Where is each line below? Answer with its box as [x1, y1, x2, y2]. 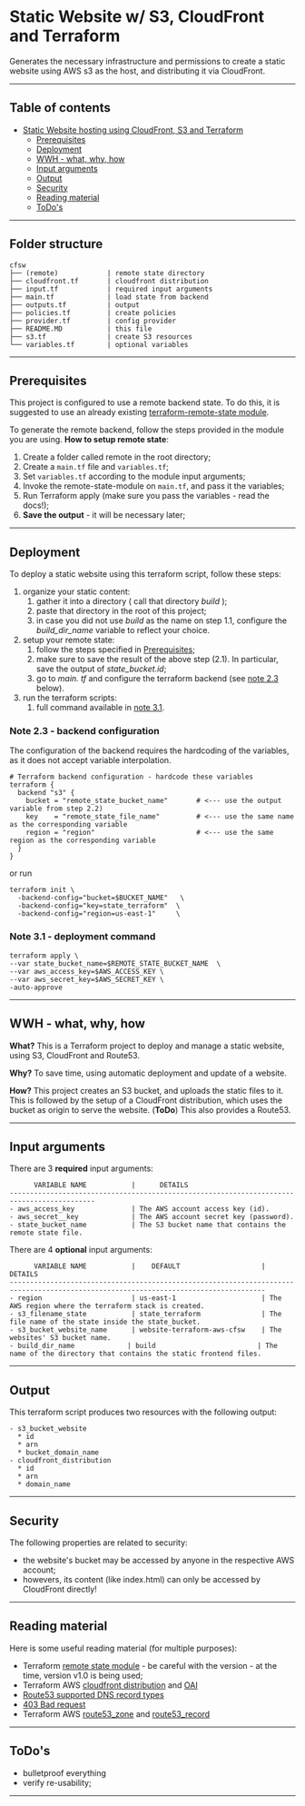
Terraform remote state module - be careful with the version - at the [22, 1660, 278, 1671]
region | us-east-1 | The [17, 1294, 282, 1303]
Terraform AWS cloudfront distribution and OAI [22, 1679, 198, 1691]
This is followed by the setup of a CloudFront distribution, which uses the [9, 1095, 283, 1106]
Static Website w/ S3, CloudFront [9, 6, 265, 27]
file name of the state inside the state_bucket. [9, 1317, 202, 1327]
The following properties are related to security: [9, 1537, 188, 1548]
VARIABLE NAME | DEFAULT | [33, 1262, 266, 1271]
